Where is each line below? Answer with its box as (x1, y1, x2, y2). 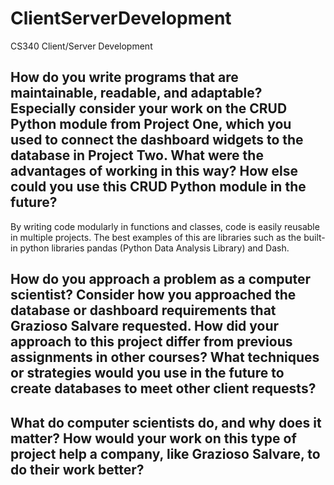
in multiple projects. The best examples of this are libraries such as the (10, 231, 302, 243)
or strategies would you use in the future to (10, 365, 285, 382)
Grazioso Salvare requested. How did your (10, 318, 280, 335)
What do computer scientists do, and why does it (10, 414, 322, 431)
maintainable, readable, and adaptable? (10, 85, 263, 102)
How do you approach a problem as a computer (10, 271, 312, 288)
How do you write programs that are (10, 69, 239, 86)
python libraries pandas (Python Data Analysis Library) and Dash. (19, 242, 290, 254)
